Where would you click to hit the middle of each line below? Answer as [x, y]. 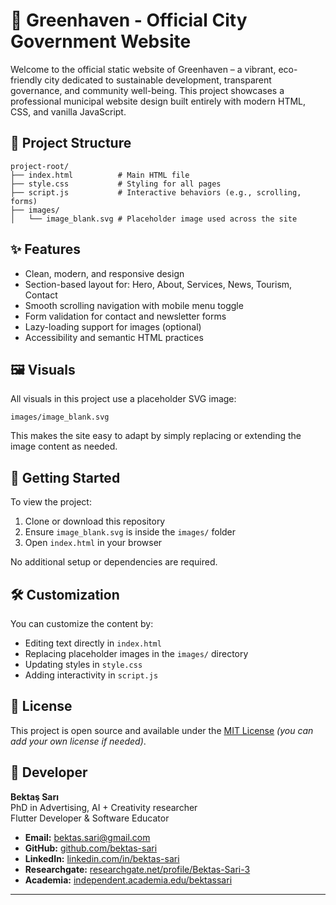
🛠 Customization [65, 594]
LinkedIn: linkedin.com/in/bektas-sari [102, 858]
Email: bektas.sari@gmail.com [87, 837]
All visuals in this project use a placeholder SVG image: [123, 399]
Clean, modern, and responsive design [104, 273]
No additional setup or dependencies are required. [114, 562]
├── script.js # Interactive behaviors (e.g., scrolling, [156, 192]
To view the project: [51, 502]
